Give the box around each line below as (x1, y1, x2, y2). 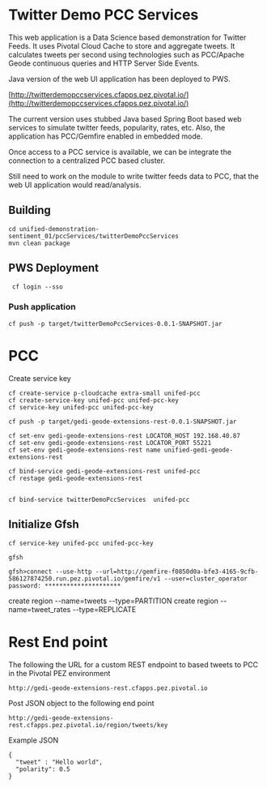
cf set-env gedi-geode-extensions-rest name (8, 446, 161, 454)
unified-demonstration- (19, 225, 100, 233)
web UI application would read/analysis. (8, 180, 142, 190)
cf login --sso (11, 282, 63, 291)
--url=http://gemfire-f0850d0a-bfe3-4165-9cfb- (95, 567, 259, 576)
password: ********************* (8, 581, 121, 589)
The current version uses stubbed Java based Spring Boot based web (8, 113, 242, 123)
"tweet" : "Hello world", (15, 758, 104, 766)
